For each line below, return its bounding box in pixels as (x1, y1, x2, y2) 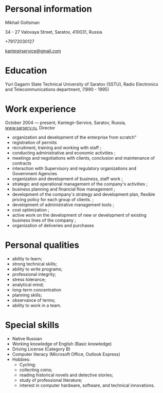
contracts (12, 160, 32, 166)
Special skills (5, 319, 59, 331)
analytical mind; (12, 282, 44, 288)
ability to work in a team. (12, 302, 62, 308)
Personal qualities (5, 240, 79, 250)
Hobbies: (12, 356, 31, 362)
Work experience (5, 103, 76, 115)
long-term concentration (12, 287, 62, 292)
